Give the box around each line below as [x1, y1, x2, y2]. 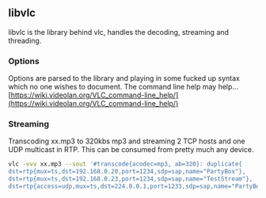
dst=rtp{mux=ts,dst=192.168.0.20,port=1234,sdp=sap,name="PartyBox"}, [8, 168, 246, 176]
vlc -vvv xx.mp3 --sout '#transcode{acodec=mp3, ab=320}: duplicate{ [8, 160, 243, 169]
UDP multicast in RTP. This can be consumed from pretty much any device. [8, 145, 254, 154]
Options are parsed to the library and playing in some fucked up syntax [8, 74, 240, 83]
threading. [8, 36, 42, 45]
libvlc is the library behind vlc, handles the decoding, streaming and [8, 27, 230, 36]
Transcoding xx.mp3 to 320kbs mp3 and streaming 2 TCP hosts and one [8, 136, 245, 146]
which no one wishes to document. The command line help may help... [8, 82, 239, 92]
